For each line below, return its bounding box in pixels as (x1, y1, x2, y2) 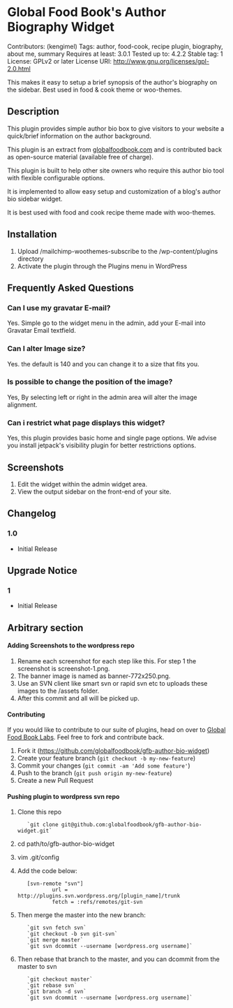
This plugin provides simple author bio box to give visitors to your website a (7, 124, 225, 133)
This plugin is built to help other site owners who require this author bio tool (7, 166, 225, 175)
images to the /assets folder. (17, 686, 100, 695)
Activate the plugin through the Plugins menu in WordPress (17, 261, 188, 270)
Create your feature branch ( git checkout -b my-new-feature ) (17, 754, 196, 763)
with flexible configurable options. (7, 173, 105, 182)
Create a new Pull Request (17, 777, 94, 785)
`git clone (27, 821, 59, 828)
